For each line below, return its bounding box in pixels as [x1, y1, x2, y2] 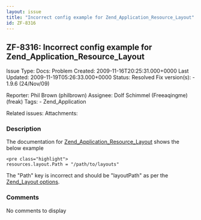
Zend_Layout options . [6, 178, 60, 186]
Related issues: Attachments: [6, 110, 78, 117]
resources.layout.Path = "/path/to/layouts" [6, 161, 119, 168]
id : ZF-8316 [6, 20, 36, 26]
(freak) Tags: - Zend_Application [6, 98, 86, 106]
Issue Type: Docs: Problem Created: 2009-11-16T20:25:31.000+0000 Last [6, 67, 189, 75]
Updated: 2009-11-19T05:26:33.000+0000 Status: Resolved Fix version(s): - [6, 74, 195, 81]
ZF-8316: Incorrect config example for [6, 42, 152, 52]
